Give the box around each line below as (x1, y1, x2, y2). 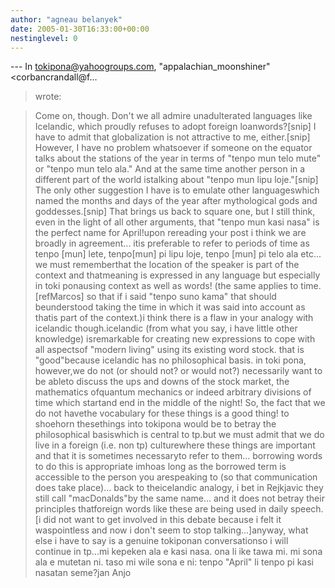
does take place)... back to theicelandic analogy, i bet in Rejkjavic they (34, 482, 324, 494)
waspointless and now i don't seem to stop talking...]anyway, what (34, 524, 309, 536)
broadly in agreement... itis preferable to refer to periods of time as (34, 237, 310, 250)
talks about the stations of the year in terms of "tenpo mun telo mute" (34, 152, 322, 165)
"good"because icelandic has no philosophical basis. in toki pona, (34, 354, 307, 366)
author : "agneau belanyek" (10, 14, 123, 25)
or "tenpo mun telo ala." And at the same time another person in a (34, 163, 306, 175)
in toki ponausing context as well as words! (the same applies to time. (34, 280, 322, 292)
